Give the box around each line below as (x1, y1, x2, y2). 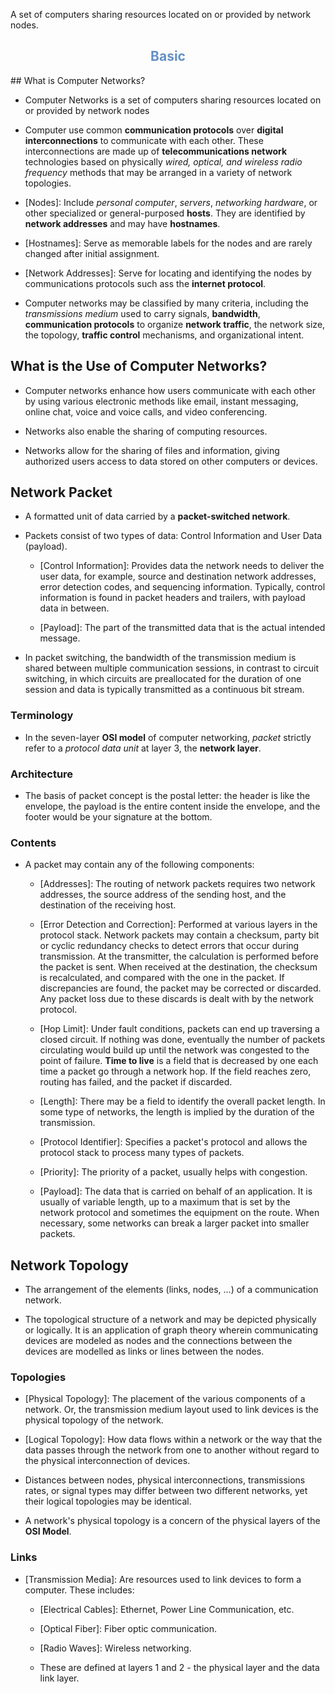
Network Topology (10, 1257, 129, 1274)
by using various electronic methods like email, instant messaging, (24, 395, 299, 407)
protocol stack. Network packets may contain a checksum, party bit (39, 929, 320, 941)
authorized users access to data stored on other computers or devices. (24, 455, 318, 467)
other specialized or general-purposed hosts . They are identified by (24, 207, 306, 219)
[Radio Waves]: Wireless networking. (39, 1642, 192, 1654)
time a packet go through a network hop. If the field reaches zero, (39, 1065, 312, 1078)
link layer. (39, 1672, 80, 1684)
